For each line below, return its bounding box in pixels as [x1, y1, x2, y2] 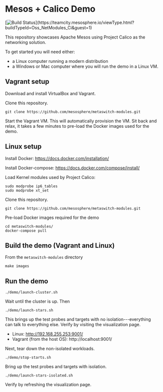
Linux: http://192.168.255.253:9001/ [12, 331, 83, 337]
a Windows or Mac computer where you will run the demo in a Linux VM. [12, 63, 159, 69]
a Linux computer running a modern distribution [12, 58, 108, 64]
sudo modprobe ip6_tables [5, 184, 58, 189]
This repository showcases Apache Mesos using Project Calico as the [5, 34, 145, 40]
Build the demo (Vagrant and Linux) [5, 241, 115, 250]
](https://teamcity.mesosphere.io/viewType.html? [35, 20, 134, 25]
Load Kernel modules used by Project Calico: [5, 174, 96, 180]
